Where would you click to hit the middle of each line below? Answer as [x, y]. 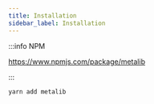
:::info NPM [27, 46]
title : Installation [43, 16]
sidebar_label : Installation [57, 23]
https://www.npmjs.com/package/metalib [77, 62]
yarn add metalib [37, 92]
